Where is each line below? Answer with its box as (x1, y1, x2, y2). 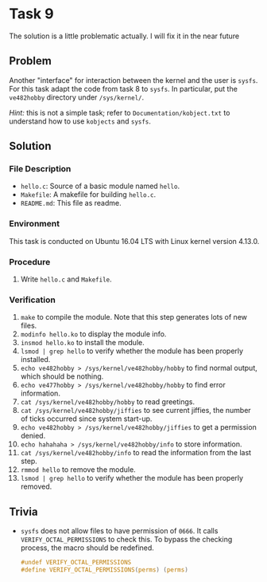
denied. (20, 431, 46, 441)
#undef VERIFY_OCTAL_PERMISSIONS (20, 559, 132, 567)
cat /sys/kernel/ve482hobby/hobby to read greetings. (20, 397, 195, 407)
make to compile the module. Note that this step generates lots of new (20, 313, 248, 322)
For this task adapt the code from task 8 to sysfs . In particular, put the (9, 84, 238, 93)
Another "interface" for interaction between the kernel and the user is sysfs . (9, 75, 258, 85)
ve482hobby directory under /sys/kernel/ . (9, 92, 145, 102)
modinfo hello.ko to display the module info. (20, 329, 167, 339)
